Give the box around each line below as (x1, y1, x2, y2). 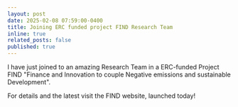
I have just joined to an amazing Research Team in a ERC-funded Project (7, 63, 220, 71)
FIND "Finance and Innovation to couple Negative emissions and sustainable (7, 70, 231, 79)
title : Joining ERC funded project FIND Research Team (7, 23, 173, 30)
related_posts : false (7, 37, 72, 44)
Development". (7, 78, 51, 86)
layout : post (7, 10, 46, 18)
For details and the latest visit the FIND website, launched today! (7, 91, 196, 100)
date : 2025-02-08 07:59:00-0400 (7, 17, 103, 24)
